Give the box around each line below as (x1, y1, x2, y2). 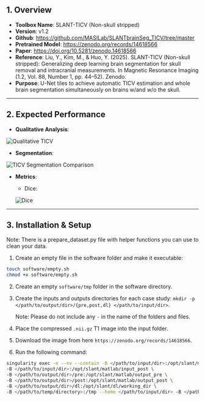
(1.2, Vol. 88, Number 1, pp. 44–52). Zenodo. (15, 73, 127, 80)
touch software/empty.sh (6, 266, 70, 272)
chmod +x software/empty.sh (6, 272, 78, 278)
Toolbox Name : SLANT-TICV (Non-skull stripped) (15, 21, 140, 28)
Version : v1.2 (15, 27, 49, 35)
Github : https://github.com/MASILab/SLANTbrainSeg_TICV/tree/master (15, 34, 195, 42)
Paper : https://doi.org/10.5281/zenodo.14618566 (15, 47, 137, 54)
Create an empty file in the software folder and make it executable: (15, 255, 183, 262)
